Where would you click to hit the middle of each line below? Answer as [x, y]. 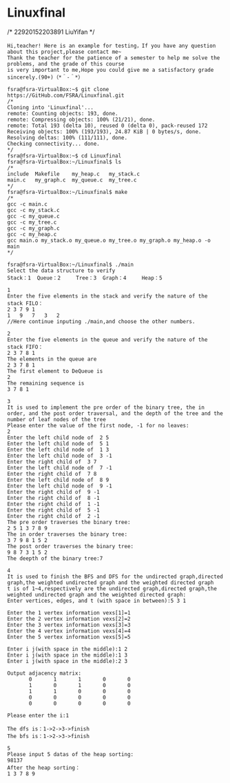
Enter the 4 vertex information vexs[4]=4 [69, 631]
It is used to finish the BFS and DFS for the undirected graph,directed [115, 577]
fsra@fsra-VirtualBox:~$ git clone [58, 89]
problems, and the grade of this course [66, 64]
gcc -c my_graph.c [33, 228]
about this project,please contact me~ [64, 52]
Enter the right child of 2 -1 [53, 516]
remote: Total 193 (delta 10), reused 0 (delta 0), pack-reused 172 [107, 126]
